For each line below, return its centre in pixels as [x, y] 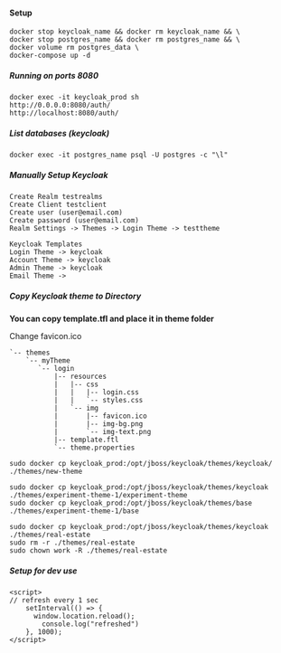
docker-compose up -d [50, 56]
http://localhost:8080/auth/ [64, 113]
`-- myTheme [48, 361]
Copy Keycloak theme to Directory [75, 296]
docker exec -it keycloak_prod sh [75, 98]
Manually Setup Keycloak [59, 175]
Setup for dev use [43, 571]
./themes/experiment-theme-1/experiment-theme [98, 496]
